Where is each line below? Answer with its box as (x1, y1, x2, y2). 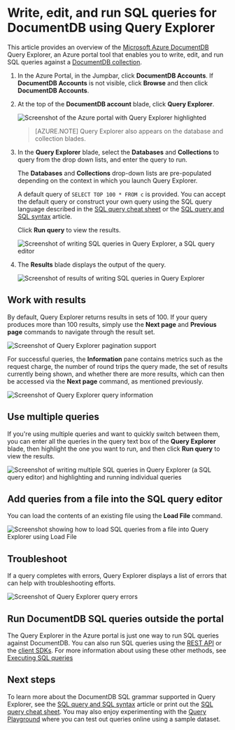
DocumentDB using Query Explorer (7, 20, 215, 36)
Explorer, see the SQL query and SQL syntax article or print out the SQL (7, 700, 213, 708)
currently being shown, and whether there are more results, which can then (7, 370, 225, 378)
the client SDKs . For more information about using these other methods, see (7, 646, 227, 654)
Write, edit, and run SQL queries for (7, 5, 217, 21)
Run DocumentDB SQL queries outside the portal (7, 612, 224, 624)
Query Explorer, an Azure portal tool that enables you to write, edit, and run (7, 50, 224, 59)
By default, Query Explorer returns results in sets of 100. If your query (7, 313, 208, 321)
